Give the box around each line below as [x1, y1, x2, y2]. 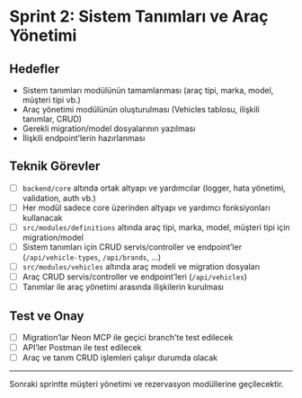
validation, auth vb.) [22, 192, 96, 203]
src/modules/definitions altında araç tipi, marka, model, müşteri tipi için [22, 222, 290, 233]
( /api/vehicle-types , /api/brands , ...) [22, 252, 162, 262]
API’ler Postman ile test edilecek [22, 342, 142, 353]
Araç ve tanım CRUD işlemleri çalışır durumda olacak [22, 352, 218, 363]
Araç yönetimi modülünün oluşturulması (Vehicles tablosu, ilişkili [22, 104, 261, 114]
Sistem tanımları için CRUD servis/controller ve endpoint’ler [22, 242, 243, 252]
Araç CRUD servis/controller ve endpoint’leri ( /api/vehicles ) [22, 271, 247, 282]
